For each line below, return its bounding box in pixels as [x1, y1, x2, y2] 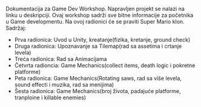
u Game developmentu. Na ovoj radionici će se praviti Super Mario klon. [5, 18, 185, 25]
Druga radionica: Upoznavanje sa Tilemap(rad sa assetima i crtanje [14, 42, 182, 50]
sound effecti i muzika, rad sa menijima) [14, 81, 114, 88]
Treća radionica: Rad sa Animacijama [14, 56, 107, 62]
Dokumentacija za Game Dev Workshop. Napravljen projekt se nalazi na [5, 5, 185, 12]
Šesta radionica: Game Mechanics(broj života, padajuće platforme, [14, 88, 181, 94]
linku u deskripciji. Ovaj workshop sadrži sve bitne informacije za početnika [5, 11, 194, 19]
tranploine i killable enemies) [14, 94, 86, 101]
